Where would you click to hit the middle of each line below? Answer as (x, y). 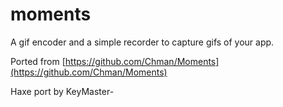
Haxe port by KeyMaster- (62, 91)
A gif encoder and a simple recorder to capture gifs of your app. (142, 42)
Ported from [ (38, 61)
